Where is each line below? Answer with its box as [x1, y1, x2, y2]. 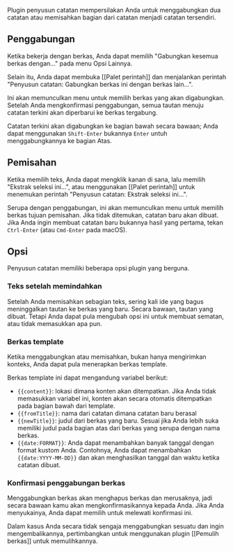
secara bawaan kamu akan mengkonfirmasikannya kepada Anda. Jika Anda [7, 501, 225, 510]
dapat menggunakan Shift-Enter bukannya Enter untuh [7, 129, 168, 138]
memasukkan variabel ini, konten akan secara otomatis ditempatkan [17, 394, 212, 403]
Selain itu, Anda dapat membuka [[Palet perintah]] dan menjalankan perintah [7, 72, 227, 81]
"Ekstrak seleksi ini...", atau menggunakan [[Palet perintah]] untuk [7, 182, 195, 190]
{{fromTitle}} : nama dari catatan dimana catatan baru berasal [17, 409, 197, 418]
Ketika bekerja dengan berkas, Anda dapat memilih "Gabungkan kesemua [7, 51, 218, 60]
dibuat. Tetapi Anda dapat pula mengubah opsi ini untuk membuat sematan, [7, 312, 225, 320]
